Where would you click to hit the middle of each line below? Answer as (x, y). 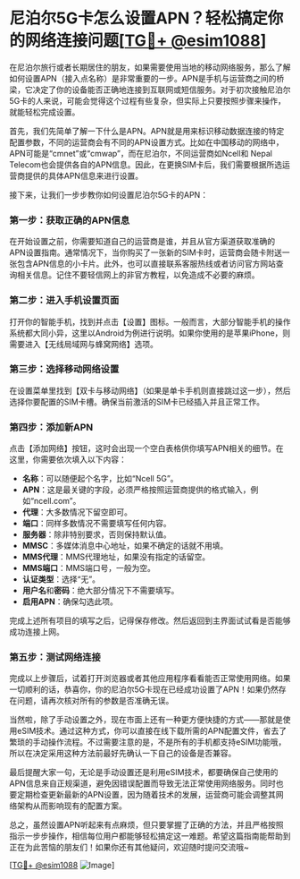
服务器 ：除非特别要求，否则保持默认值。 (96, 534)
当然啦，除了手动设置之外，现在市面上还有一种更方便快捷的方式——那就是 (146, 720)
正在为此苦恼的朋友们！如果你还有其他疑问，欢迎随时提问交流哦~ (129, 848)
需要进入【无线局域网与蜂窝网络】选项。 (83, 344)
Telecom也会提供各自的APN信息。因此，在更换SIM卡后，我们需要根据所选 (146, 164)
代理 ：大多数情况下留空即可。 (77, 512)
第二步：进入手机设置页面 (64, 301)
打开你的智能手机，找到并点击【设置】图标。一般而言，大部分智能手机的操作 (150, 321)
